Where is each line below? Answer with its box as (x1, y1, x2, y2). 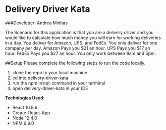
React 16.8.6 (12, 104, 38, 110)
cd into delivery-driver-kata (12, 75, 68, 81)
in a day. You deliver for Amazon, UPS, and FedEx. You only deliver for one (5, 40, 158, 45)
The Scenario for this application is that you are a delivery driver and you (5, 29, 154, 35)
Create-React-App (12, 110, 51, 116)
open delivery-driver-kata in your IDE (12, 85, 88, 91)
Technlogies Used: (5, 95, 45, 101)
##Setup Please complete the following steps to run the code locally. (5, 60, 146, 66)
